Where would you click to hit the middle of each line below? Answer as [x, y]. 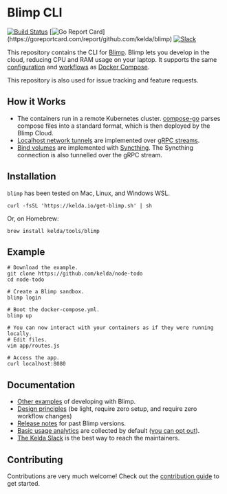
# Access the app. [33, 358]
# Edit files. [28, 340]
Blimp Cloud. [35, 133]
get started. [23, 483]
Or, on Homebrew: [33, 218]
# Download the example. [43, 268]
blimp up [20, 316]
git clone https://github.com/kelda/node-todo [75, 274]
